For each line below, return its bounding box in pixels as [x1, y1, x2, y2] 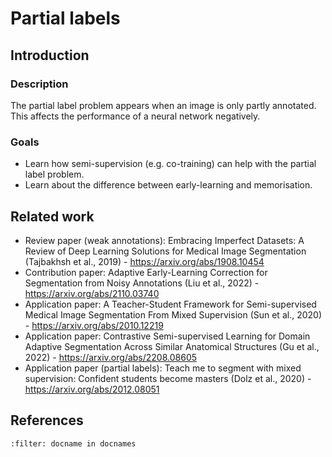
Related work [10, 208, 95, 225]
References [10, 412, 84, 429]
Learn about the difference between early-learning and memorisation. [24, 179, 313, 191]
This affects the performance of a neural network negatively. [10, 110, 261, 122]
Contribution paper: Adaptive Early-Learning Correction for [24, 266, 268, 278]
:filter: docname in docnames [10, 438, 137, 449]
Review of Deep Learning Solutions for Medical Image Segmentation [24, 245, 307, 257]
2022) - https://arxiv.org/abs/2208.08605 [24, 351, 198, 363]
